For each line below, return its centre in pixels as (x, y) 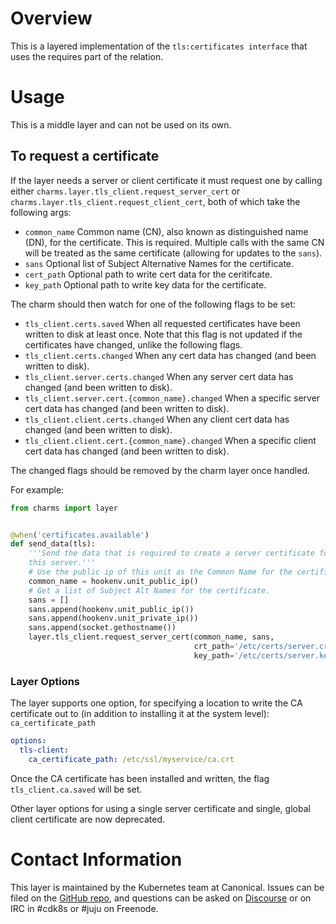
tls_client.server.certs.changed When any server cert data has (159, 376)
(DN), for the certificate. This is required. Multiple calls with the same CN (174, 242)
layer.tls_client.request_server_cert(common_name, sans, (151, 637)
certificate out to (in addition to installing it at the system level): (140, 714)
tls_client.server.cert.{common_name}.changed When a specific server (172, 398)
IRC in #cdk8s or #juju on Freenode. (84, 908)
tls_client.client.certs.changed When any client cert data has (157, 419)
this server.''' (62, 563)
